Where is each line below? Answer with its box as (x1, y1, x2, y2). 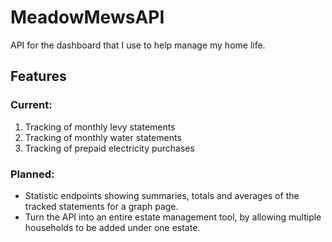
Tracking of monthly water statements (24, 131, 182, 143)
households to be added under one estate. (24, 221, 201, 233)
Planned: (10, 167, 55, 181)
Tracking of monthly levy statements (24, 121, 176, 133)
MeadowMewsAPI (10, 6, 165, 29)
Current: (10, 98, 53, 112)
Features (10, 68, 67, 85)
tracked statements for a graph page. (24, 200, 179, 212)
